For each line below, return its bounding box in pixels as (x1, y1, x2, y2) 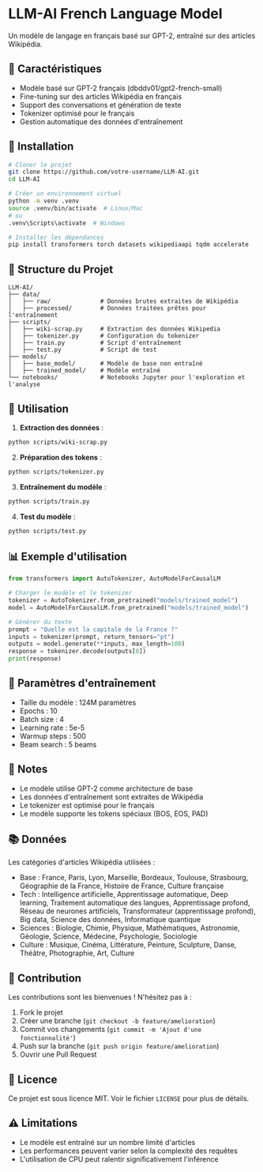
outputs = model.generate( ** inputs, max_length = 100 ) (8, 640, 186, 648)
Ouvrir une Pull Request (19, 1049, 97, 1060)
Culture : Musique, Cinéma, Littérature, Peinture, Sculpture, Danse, (19, 940, 237, 950)
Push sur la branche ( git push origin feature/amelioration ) (19, 1042, 220, 1051)
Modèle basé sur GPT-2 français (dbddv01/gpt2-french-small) (19, 83, 223, 93)
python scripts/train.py (8, 497, 90, 505)
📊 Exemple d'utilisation (8, 550, 128, 563)
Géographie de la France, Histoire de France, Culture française (19, 881, 224, 890)
